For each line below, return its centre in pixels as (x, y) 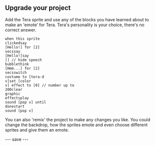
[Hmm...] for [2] (22, 68)
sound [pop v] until (26, 102)
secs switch (16, 73)
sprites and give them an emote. (37, 130)
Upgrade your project (38, 8)
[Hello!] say (17, 56)
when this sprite (22, 39)
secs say (13, 51)
